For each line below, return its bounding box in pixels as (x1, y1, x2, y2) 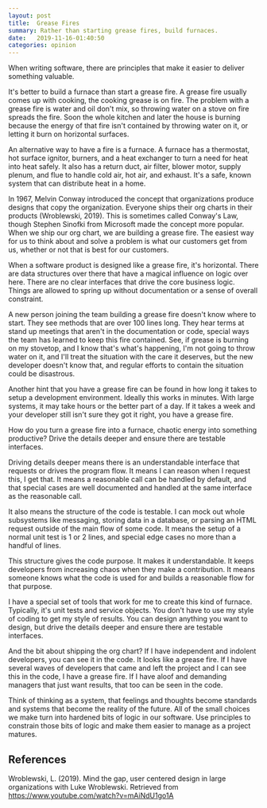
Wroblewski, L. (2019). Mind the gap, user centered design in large (8, 774, 226, 783)
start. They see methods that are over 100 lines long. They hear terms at (8, 318, 245, 328)
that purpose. (8, 582, 53, 591)
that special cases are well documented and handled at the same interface (8, 483, 253, 492)
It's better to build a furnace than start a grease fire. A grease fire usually (8, 87, 247, 96)
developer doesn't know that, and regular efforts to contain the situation (8, 360, 244, 371)
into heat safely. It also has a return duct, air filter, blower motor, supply (8, 162, 242, 171)
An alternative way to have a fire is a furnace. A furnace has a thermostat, (8, 145, 250, 155)
